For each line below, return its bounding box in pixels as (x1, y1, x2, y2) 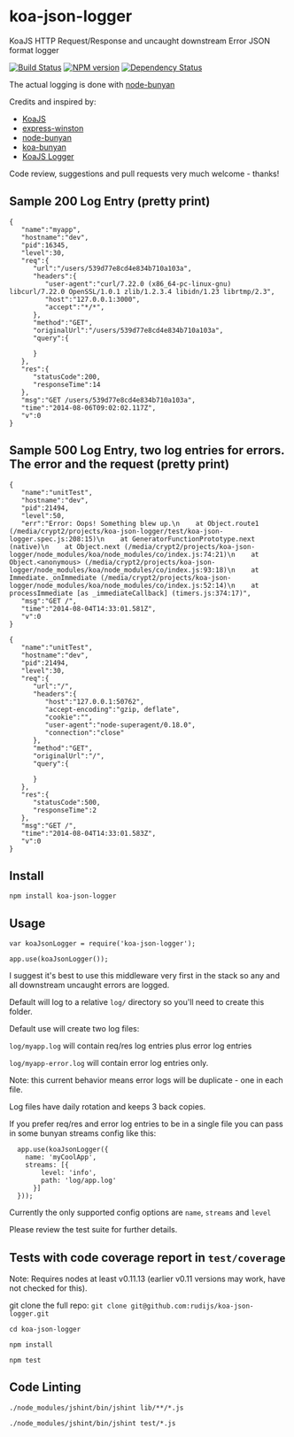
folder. (9, 1007, 33, 1017)
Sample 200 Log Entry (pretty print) (9, 194, 211, 209)
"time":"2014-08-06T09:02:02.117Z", (20, 403, 157, 413)
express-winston (21, 122, 84, 134)
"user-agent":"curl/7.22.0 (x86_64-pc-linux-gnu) (44, 279, 232, 289)
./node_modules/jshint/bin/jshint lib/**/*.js (9, 1403, 184, 1412)
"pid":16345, (20, 241, 69, 250)
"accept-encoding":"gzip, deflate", (44, 705, 180, 714)
